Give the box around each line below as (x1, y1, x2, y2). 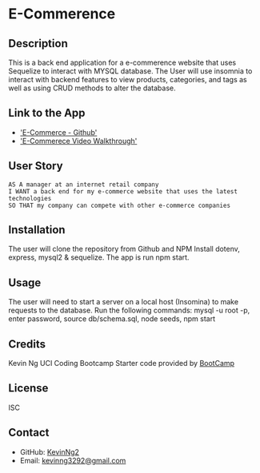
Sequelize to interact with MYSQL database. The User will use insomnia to (8, 66, 253, 76)
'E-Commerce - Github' (19, 127, 98, 137)
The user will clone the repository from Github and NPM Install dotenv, (8, 244, 240, 254)
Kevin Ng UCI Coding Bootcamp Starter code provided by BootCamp (8, 359, 234, 368)
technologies (8, 194, 52, 202)
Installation (8, 223, 66, 236)
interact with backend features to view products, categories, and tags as (8, 75, 247, 84)
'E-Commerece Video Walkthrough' (19, 136, 138, 145)
